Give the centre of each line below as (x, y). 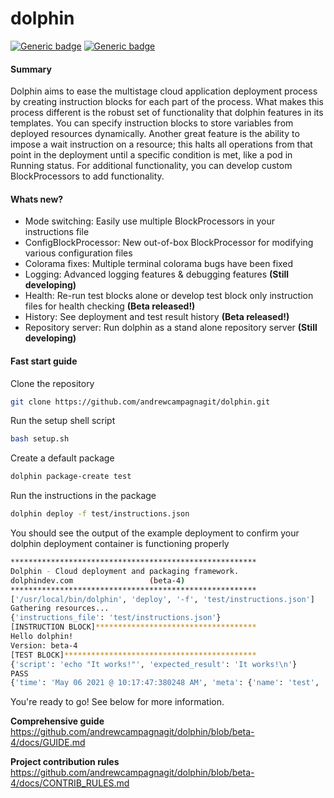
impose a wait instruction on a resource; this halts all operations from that (161, 144)
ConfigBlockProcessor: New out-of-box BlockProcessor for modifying (169, 243)
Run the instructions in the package (83, 496)
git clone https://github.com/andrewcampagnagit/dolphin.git (140, 402)
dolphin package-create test (71, 477)
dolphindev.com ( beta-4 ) (98, 580)
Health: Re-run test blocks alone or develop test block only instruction (169, 296)
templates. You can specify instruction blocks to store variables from (152, 123)
